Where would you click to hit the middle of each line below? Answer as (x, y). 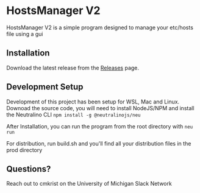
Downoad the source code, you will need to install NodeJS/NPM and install (100, 108)
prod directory (24, 150)
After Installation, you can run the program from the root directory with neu (100, 126)
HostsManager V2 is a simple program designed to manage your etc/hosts (100, 27)
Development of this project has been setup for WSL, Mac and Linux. (93, 102)
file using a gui (25, 33)
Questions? (29, 169)
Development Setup (45, 87)
